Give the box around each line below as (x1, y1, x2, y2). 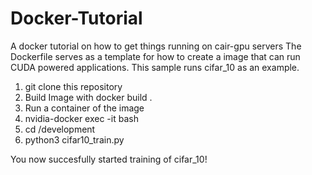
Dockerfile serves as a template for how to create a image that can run (10, 50, 301, 62)
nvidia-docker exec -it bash (24, 112, 139, 124)
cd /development (24, 123, 96, 135)
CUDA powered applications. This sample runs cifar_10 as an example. (10, 61, 300, 73)
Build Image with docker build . (24, 91, 153, 103)
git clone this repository (24, 80, 123, 92)
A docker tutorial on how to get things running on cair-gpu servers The (10, 40, 302, 52)
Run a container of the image (24, 102, 145, 114)
